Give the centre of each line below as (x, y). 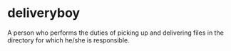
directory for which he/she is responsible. (68, 40)
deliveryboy (44, 13)
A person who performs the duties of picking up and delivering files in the (116, 33)
